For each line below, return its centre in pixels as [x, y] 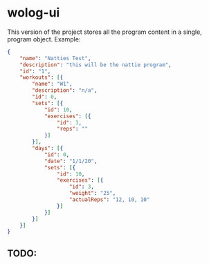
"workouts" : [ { [42, 77]
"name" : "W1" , [52, 84]
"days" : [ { [48, 149]
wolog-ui [34, 13]
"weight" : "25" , [92, 194]
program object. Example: [44, 39]
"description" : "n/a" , [65, 91]
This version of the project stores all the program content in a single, [104, 32]
